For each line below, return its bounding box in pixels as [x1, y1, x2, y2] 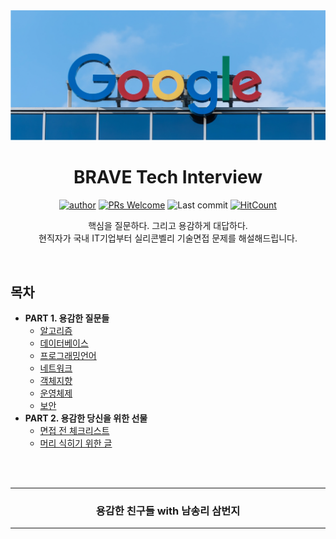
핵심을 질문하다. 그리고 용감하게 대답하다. [88, 220, 248, 232]
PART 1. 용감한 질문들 [24, 312, 110, 324]
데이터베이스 [39, 337, 89, 349]
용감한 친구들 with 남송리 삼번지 [95, 504, 241, 518]
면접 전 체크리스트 [39, 424, 110, 436]
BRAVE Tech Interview [73, 166, 263, 189]
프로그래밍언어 [39, 349, 97, 361]
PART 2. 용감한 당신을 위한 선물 [24, 412, 148, 424]
